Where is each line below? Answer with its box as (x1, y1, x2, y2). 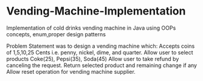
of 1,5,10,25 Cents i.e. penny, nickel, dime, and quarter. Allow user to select (6, 48, 193, 56)
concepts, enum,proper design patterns (6, 30, 106, 37)
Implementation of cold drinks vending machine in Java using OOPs (6, 24, 176, 31)
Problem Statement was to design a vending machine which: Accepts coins (6, 42, 195, 50)
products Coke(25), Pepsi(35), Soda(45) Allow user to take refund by (6, 55, 179, 62)
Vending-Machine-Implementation (6, 4, 186, 18)
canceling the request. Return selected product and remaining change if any (6, 62, 198, 69)
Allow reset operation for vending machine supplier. (6, 68, 136, 75)
